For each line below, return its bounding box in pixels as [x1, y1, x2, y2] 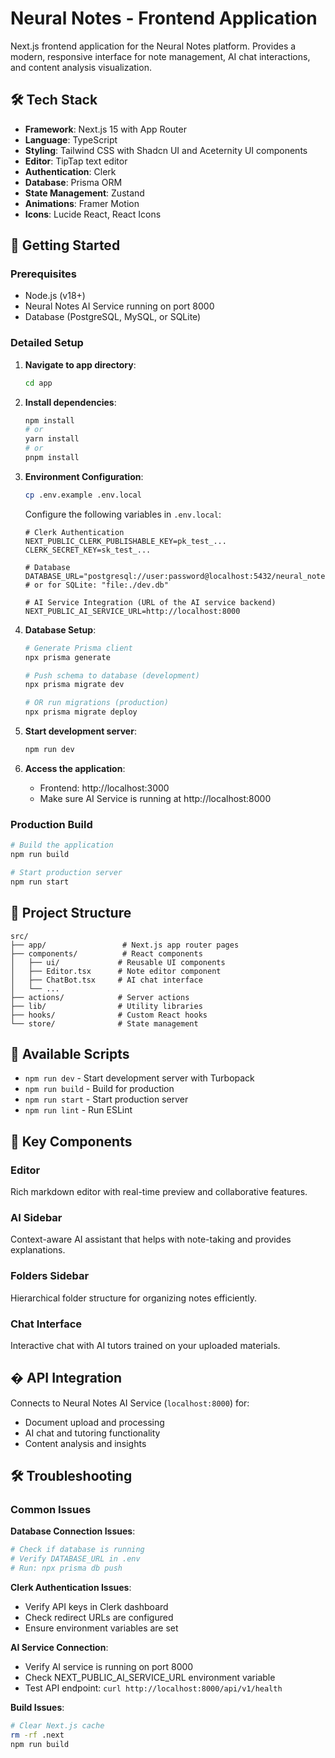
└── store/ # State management [10, 1018, 199, 1029]
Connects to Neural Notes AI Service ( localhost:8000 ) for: [10, 1397, 250, 1409]
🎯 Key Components [10, 1133, 133, 1150]
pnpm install [24, 453, 80, 463]
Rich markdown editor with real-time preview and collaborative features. [10, 1186, 308, 1198]
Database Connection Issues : [10, 1525, 136, 1537]
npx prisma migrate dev [24, 680, 125, 690]
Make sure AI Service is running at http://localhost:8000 [39, 792, 272, 804]
